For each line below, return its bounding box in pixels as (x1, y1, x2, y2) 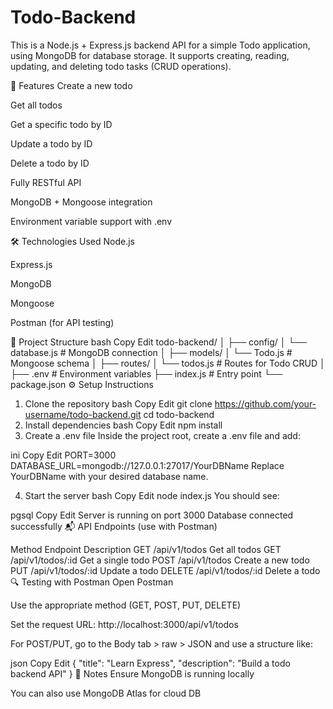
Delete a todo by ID (10, 157, 90, 169)
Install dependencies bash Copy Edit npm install (24, 419, 223, 431)
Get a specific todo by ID (10, 118, 113, 130)
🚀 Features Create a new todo (10, 79, 133, 91)
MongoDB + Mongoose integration (10, 196, 153, 208)
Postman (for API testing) (10, 316, 115, 328)
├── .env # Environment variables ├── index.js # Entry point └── (10, 367, 283, 380)
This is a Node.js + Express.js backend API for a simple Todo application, (10, 39, 311, 51)
